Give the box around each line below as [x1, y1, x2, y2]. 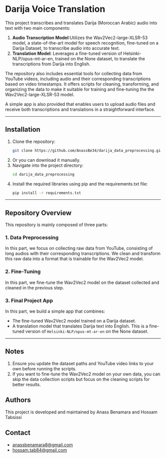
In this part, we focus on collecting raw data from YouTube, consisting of [5, 245, 153, 251]
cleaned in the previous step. [5, 284, 64, 290]
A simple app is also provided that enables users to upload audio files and [5, 101, 156, 107]
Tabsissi [5, 414, 22, 420]
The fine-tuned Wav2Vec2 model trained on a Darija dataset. [12, 318, 136, 324]
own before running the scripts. [12, 366, 77, 371]
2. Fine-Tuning [5, 268, 41, 275]
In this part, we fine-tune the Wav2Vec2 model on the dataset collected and [5, 279, 160, 285]
